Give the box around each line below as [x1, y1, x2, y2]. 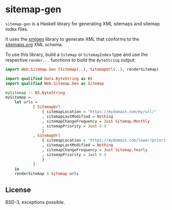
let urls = [14, 100, 38, 105]
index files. [5, 26, 29, 32]
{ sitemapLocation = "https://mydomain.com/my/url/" [41, 109, 157, 114]
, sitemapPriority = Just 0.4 [41, 152, 106, 157]
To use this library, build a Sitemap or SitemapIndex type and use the [5, 51, 148, 58]
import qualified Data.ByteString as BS [5, 76, 93, 81]
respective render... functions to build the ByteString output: [5, 56, 136, 63]
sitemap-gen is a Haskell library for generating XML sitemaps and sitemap [5, 21, 160, 27]
